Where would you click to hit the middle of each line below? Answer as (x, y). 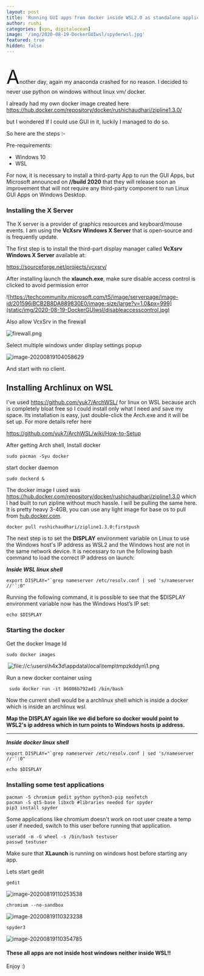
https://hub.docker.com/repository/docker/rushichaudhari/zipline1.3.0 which (101, 497)
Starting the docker (36, 630)
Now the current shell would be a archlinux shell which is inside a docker (97, 700)
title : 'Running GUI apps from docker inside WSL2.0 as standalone (93, 18)
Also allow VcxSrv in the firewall (46, 321)
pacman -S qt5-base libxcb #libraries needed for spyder (80, 802)
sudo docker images (31, 654)
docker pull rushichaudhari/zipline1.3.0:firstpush (73, 527)
